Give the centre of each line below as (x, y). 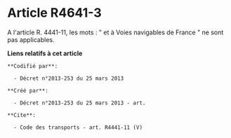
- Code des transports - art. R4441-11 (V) (78, 127)
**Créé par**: (28, 90)
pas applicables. (31, 39)
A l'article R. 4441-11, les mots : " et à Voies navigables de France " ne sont (115, 32)
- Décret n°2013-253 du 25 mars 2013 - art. (80, 103)
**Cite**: (22, 115)
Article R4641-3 (54, 13)
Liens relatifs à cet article (45, 53)
